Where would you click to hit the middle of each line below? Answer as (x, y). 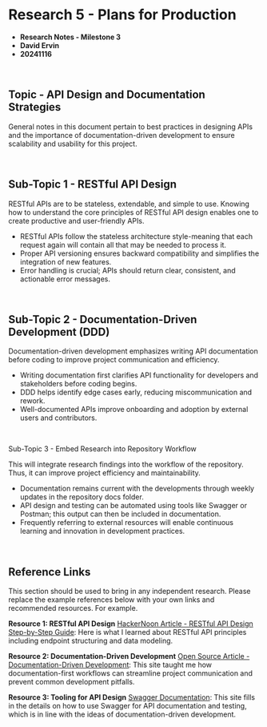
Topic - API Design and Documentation (107, 95)
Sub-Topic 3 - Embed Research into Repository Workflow (103, 449)
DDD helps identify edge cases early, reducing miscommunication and (136, 392)
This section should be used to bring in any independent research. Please (130, 592)
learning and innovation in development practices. (102, 531)
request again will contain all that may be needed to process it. (123, 244)
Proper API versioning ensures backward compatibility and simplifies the (139, 253)
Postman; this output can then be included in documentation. (120, 514)
